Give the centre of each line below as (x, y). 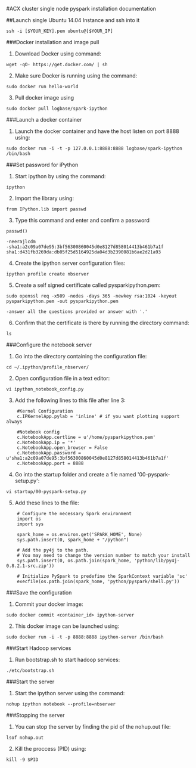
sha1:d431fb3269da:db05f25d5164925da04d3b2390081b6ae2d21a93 (84, 252)
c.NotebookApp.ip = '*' (46, 442)
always (14, 422)
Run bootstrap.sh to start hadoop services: (67, 659)
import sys (30, 524)
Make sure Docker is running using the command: (76, 76)
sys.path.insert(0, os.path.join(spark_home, (74, 560)
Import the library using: (44, 198)
